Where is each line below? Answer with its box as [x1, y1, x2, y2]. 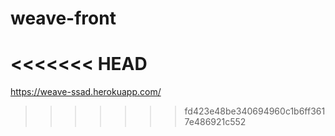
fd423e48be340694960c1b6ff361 [184, 105, 326, 117]
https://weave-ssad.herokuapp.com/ [10, 86, 162, 98]
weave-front [10, 7, 117, 30]
